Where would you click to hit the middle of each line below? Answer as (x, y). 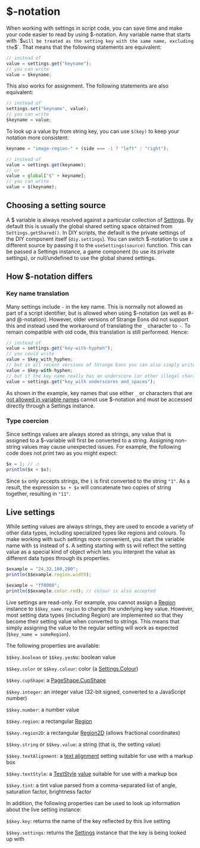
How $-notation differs (50, 277)
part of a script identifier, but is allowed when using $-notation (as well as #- (100, 313)
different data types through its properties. (58, 558)
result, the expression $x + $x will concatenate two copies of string (89, 487)
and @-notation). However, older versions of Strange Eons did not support (97, 319)
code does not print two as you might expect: (62, 453)
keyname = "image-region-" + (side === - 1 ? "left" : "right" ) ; (87, 148)
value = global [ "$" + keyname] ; (46, 176)
